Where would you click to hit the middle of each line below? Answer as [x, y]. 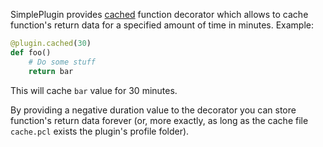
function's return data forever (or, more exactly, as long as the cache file [159, 120]
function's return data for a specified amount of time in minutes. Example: [162, 25]
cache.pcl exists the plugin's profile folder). [100, 131]
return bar [51, 71]
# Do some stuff [62, 62]
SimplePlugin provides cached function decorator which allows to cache [159, 14]
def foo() [31, 52]
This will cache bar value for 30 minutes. [94, 90]
